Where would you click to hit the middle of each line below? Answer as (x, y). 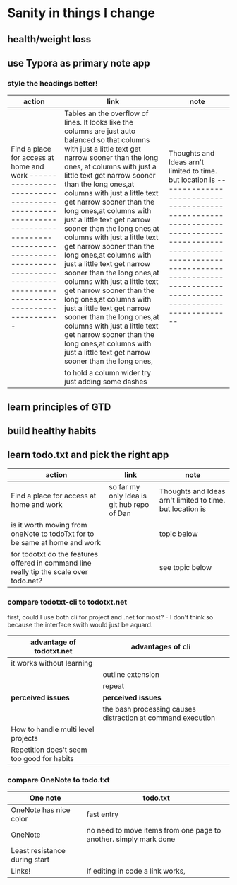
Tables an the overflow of (107, 113)
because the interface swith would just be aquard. (80, 625)
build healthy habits (52, 431)
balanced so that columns (107, 140)
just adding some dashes (106, 382)
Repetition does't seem (49, 750)
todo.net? (26, 581)
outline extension (131, 675)
